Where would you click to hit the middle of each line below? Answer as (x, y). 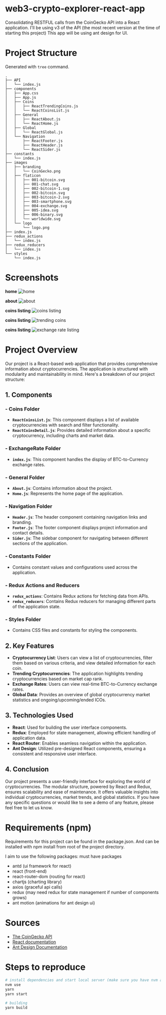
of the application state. (36, 606)
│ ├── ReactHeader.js (34, 145)
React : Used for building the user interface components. (70, 727)
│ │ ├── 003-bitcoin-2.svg (37, 197)
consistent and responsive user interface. (55, 754)
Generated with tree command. (37, 66)
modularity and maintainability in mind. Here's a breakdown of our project (80, 374)
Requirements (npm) (48, 827)
